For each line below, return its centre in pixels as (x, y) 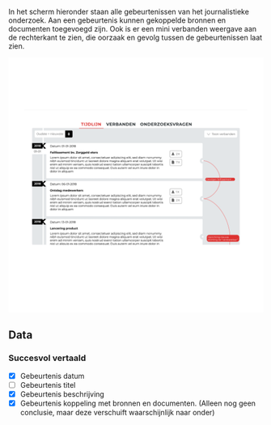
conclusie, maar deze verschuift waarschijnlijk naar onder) (117, 412)
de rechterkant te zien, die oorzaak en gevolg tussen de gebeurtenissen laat (135, 37)
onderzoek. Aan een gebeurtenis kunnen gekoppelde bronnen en (117, 20)
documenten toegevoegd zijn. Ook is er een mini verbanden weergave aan (133, 29)
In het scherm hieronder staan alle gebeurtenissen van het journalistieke (129, 12)
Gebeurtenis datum (52, 376)
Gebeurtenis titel (48, 385)
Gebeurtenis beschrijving (62, 394)
